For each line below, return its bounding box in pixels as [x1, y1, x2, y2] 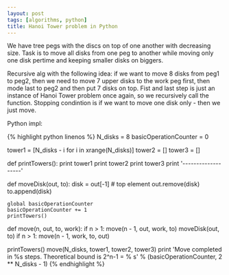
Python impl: [7, 120, 43, 128]
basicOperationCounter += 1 [7, 207, 88, 214]
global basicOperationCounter [7, 201, 94, 208]
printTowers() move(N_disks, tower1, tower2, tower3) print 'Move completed [7, 245, 222, 254]
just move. [7, 106, 36, 114]
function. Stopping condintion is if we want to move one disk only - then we [7, 99, 221, 107]
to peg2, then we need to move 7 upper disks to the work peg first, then [7, 77, 210, 85]
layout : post [7, 10, 45, 17]
